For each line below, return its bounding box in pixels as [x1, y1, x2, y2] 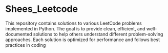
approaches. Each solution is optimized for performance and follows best [5, 37, 160, 43]
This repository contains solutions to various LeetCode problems [5, 20, 142, 26]
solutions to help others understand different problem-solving [33, 31, 163, 37]
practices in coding [5, 42, 46, 48]
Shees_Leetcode [5, 3, 78, 15]
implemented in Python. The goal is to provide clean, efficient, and [5, 25, 145, 31]
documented [5, 31, 32, 37]
